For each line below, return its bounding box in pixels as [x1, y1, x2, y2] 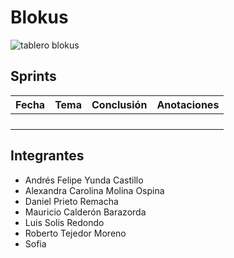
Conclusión [91, 97, 148, 111]
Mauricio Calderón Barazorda [24, 206, 147, 218]
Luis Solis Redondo [24, 216, 105, 228]
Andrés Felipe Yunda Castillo [24, 174, 144, 186]
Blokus [10, 6, 69, 29]
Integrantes [10, 147, 85, 165]
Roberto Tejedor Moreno [24, 227, 127, 239]
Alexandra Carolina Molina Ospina [24, 184, 165, 196]
